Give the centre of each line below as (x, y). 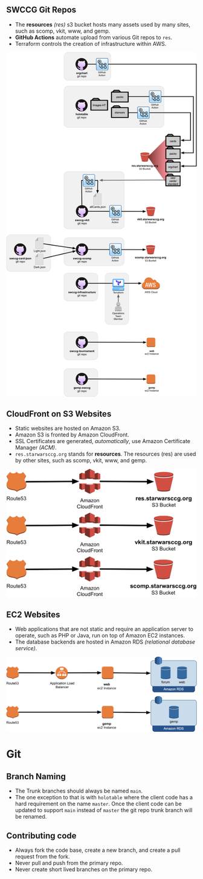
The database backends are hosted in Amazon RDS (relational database (105, 642)
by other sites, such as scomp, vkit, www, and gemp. (81, 461)
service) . (26, 648)
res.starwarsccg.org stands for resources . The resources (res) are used (105, 454)
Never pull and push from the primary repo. (69, 863)
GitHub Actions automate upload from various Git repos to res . (94, 37)
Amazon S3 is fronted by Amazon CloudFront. (72, 435)
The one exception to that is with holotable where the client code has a (104, 797)
